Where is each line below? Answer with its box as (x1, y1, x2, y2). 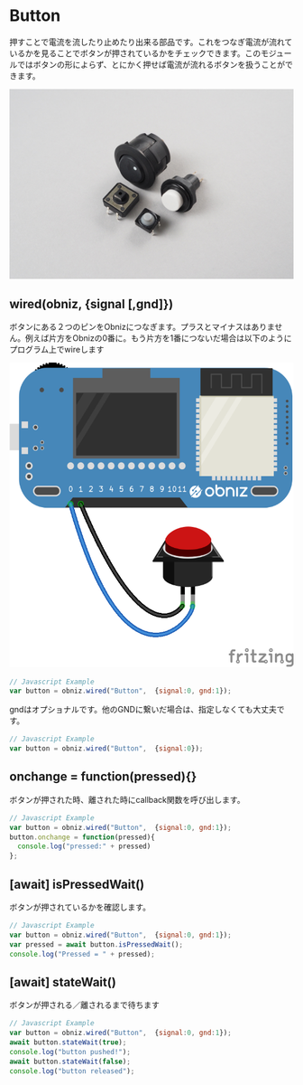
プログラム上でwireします (9, 344, 105, 355)
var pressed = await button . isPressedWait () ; (9, 939, 183, 949)
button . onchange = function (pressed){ (9, 833, 155, 842)
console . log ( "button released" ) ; (9, 1066, 135, 1076)
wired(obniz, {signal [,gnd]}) (9, 297, 174, 312)
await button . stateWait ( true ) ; (9, 1038, 127, 1047)
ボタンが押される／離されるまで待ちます (9, 1000, 160, 1011)
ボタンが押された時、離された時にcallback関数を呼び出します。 (9, 794, 245, 805)
